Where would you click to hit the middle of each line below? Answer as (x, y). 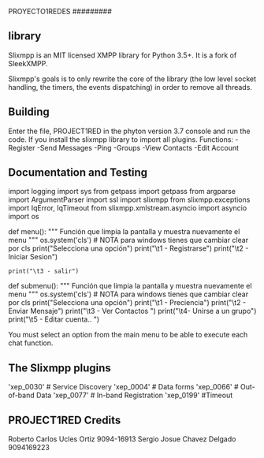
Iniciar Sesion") (33, 257)
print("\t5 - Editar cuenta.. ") (54, 319)
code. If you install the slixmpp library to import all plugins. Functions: (121, 139)
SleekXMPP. (28, 63)
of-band (22, 395)
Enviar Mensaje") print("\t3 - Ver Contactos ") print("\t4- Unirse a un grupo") (132, 311)
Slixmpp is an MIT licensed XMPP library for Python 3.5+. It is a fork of (123, 55)
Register (22, 147)
